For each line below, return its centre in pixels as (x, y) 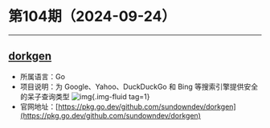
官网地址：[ (39, 106)
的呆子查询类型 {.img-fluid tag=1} (85, 96)
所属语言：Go (43, 76)
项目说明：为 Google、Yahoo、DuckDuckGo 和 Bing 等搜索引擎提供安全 (139, 86)
